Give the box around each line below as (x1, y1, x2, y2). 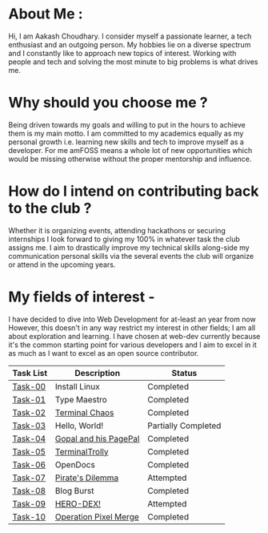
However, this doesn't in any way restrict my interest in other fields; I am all (8, 322, 256, 333)
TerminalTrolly (54, 446, 110, 457)
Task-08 (12, 485, 46, 496)
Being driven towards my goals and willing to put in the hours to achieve (8, 119, 246, 129)
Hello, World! (54, 420, 104, 431)
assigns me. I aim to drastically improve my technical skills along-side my (8, 242, 250, 252)
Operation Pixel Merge (54, 511, 140, 522)
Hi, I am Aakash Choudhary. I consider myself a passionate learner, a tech (8, 31, 252, 41)
